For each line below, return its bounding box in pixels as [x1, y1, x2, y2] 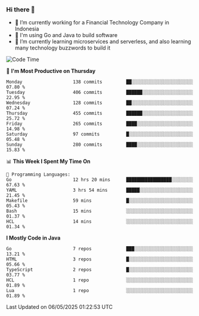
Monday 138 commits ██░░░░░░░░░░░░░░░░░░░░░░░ [6, 79, 194, 85]
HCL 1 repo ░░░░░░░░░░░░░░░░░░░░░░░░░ [6, 277, 194, 283]
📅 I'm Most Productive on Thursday [6, 68, 96, 75]
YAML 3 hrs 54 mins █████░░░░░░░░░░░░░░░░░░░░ [6, 188, 194, 194]
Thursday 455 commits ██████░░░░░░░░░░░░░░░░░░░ [6, 111, 194, 116]
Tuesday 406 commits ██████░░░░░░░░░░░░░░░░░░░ [6, 90, 194, 96]
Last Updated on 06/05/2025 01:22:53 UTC [6, 303, 113, 311]
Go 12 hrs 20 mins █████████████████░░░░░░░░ [6, 177, 194, 183]
